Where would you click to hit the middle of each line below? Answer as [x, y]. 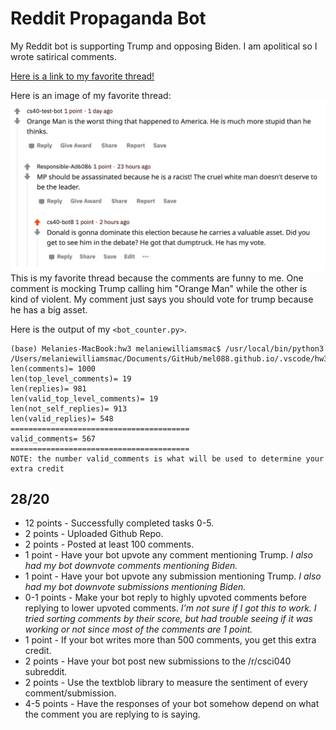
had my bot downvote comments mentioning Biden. [131, 566]
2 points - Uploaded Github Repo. [94, 534]
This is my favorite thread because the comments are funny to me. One [157, 278]
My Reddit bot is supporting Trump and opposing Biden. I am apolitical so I [164, 46]
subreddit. [46, 672]
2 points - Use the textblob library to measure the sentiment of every [166, 683]
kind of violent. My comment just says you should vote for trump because [162, 299]
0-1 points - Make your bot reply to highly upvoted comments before [165, 598]
